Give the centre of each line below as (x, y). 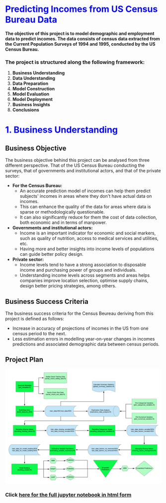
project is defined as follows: (35, 319)
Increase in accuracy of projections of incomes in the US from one (80, 328)
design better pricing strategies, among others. (68, 286)
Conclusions (26, 110)
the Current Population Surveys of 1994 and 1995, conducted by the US (80, 44)
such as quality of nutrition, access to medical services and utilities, (89, 238)
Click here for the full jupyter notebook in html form (68, 495)
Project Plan (24, 360)
